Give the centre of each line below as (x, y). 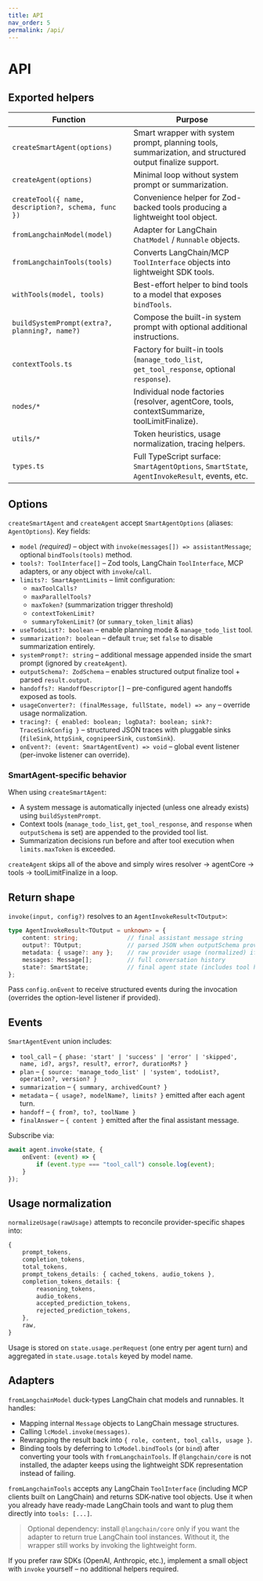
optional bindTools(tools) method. (76, 555)
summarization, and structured (189, 152)
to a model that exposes (177, 295)
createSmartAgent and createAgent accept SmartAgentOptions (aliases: (121, 523)
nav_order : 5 (29, 23)
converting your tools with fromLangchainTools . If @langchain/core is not (135, 1456)
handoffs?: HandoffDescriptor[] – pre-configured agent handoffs (126, 688)
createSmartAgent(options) (62, 148)
